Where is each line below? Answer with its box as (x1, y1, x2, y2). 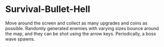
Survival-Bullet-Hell (5, 3, 90, 15)
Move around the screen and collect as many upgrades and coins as (5, 20, 148, 26)
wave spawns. (5, 36, 35, 42)
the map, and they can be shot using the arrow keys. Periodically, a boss (5, 30, 156, 36)
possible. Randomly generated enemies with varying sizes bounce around (5, 25, 159, 31)
